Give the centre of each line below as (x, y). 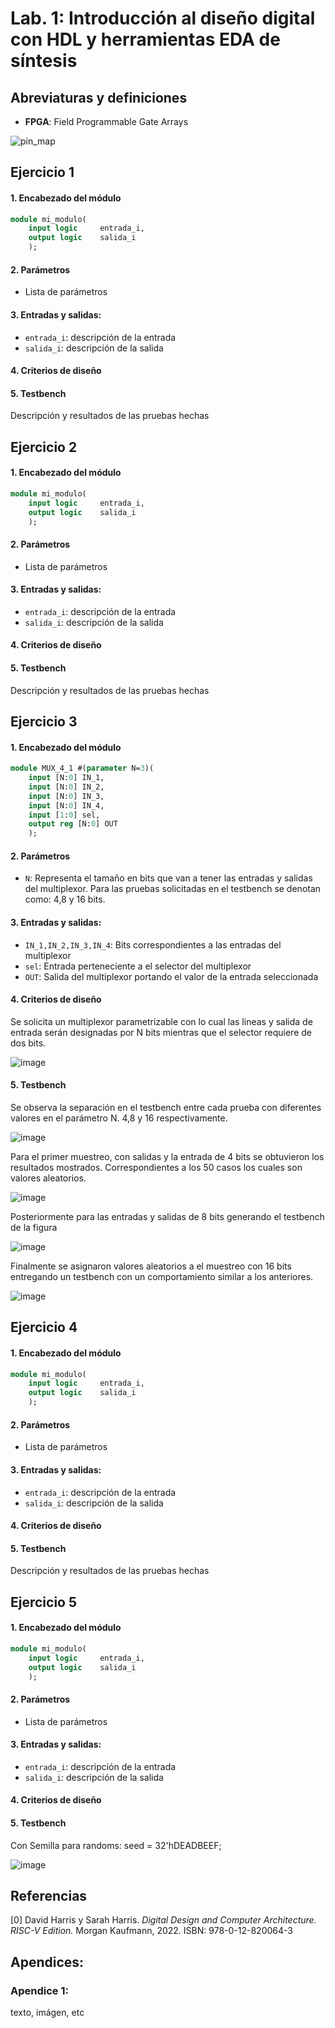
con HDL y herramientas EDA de (145, 39)
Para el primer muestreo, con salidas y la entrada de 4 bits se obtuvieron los (167, 1156)
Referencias (49, 1895)
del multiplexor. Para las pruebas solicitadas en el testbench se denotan (173, 889)
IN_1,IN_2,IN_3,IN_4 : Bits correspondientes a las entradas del (153, 944)
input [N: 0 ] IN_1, (66, 778)
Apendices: (47, 1962)
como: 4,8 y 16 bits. (65, 899)
